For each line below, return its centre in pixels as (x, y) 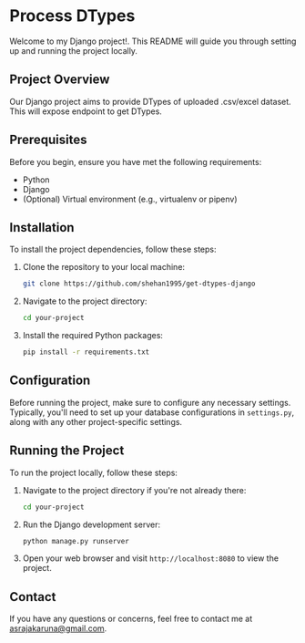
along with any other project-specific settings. (96, 421)
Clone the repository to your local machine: (103, 267)
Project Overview (60, 80)
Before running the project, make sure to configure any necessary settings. (150, 402)
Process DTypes (72, 16)
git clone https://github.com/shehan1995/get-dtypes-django (139, 284)
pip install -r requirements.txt (86, 352)
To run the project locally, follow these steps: (93, 472)
